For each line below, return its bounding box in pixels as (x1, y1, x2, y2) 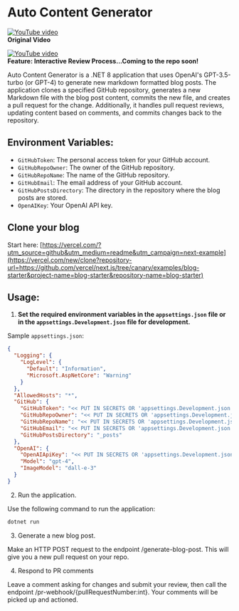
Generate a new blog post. (17, 531, 96, 540)
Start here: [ (7, 240, 43, 249)
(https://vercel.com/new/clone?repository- (7, 256, 132, 264)
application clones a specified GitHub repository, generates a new (7, 85, 201, 94)
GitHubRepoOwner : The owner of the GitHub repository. (17, 163, 176, 172)
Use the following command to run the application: (7, 504, 156, 513)
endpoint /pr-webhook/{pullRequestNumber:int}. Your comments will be (7, 587, 218, 596)
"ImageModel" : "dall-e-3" (20, 464, 97, 472)
